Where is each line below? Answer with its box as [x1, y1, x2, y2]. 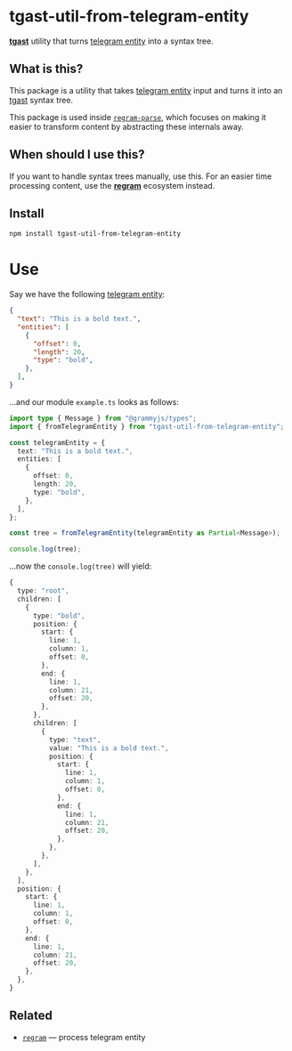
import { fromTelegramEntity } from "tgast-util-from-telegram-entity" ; [9, 422, 285, 431]
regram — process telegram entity [21, 1031, 146, 1042]
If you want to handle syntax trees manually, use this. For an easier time [9, 171, 272, 182]
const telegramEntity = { [9, 438, 105, 447]
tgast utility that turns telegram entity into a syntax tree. [9, 36, 214, 46]
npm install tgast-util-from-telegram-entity [9, 230, 181, 238]
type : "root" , [17, 586, 69, 595]
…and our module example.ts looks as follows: [9, 396, 180, 407]
